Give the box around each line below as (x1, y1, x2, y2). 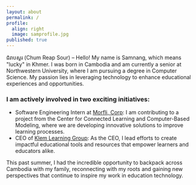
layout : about (6, 8, 42, 15)
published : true (6, 37, 47, 43)
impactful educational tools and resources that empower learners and (15, 141, 189, 148)
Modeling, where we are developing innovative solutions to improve (15, 122, 183, 129)
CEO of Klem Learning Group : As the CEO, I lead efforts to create (15, 134, 177, 142)
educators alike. (15, 148, 56, 155)
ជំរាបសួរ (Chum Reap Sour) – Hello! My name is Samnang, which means (6, 54, 181, 61)
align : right (11, 25, 45, 32)
